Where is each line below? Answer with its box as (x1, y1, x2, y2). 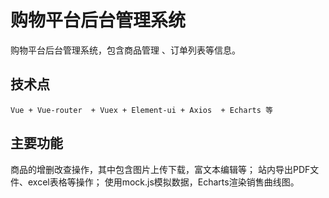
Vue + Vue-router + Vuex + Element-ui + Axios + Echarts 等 (10, 105, 273, 115)
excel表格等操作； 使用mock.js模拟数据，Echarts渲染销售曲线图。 (27, 176, 300, 188)
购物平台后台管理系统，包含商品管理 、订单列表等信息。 (10, 44, 241, 56)
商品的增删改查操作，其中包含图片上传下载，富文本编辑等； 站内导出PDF (10, 163, 311, 175)
